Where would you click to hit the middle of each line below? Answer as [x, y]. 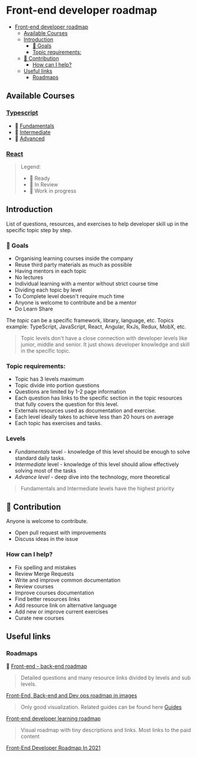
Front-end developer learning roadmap [54, 718]
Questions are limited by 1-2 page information [70, 392]
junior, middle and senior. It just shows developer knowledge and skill [105, 344]
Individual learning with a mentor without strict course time [86, 284]
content [30, 736]
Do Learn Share [34, 309]
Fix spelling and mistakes [46, 567]
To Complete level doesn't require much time [70, 296]
